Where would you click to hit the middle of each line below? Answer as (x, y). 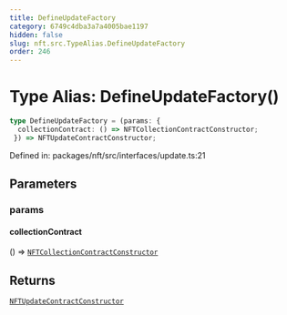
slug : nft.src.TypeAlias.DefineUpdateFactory (97, 43)
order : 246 (30, 52)
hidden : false (36, 35)
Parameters (43, 184)
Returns (33, 280)
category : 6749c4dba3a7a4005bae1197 (79, 26)
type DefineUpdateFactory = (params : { (85, 121)
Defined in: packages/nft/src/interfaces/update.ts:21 (108, 155)
